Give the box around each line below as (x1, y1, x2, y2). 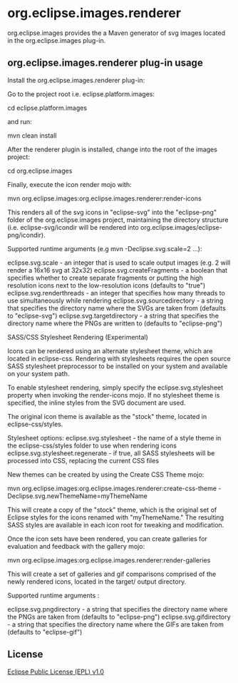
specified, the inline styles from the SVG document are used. (7, 398, 186, 407)
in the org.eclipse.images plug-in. (7, 36, 106, 44)
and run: (7, 117, 32, 126)
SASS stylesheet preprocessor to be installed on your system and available (7, 362, 228, 370)
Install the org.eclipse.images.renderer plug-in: (7, 76, 145, 84)
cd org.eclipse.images (7, 166, 73, 175)
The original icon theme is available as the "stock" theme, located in (7, 412, 207, 420)
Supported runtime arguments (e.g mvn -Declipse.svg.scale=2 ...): (7, 244, 202, 253)
